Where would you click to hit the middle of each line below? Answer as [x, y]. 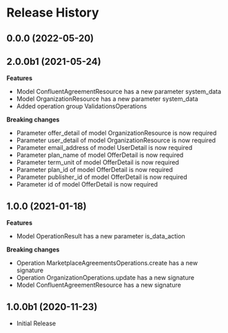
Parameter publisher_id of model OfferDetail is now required [102, 177]
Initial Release [36, 323]
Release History [53, 13]
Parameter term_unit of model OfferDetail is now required [98, 162]
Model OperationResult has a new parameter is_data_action [101, 236]
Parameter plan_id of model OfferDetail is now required [95, 170]
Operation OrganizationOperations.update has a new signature [105, 278]
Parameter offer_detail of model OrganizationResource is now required [116, 133]
